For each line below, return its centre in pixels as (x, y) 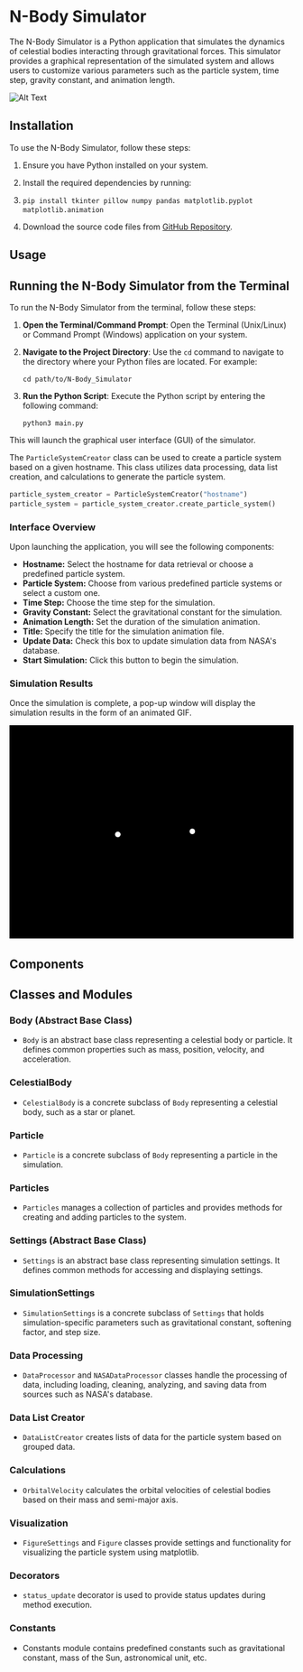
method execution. (57, 1605)
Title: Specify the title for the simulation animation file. (123, 631)
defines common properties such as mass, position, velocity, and (143, 1050)
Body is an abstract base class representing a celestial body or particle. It (157, 1040)
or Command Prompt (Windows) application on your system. (135, 334)
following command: (60, 405)
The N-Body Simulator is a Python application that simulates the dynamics (147, 42)
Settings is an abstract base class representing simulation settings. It (151, 1260)
